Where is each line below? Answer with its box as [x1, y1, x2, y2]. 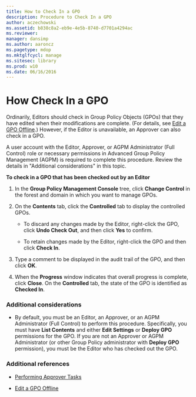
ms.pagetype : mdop [6, 47, 51, 53]
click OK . [14, 262, 37, 269]
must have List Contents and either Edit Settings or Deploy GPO [14, 326, 172, 333]
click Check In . [23, 245, 60, 252]
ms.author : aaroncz [6, 42, 54, 48]
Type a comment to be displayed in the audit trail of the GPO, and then [14, 256, 185, 263]
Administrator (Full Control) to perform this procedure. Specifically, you [14, 320, 187, 327]
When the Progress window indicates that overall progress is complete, [14, 273, 188, 281]
